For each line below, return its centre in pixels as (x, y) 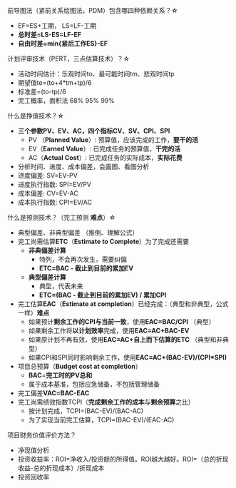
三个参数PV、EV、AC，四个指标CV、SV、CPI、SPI (94, 131)
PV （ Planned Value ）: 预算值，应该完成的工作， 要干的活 (113, 140)
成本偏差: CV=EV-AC (48, 193)
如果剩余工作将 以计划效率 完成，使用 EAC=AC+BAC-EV (109, 331)
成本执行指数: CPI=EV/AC (55, 202)
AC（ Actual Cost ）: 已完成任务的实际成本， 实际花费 (106, 158)
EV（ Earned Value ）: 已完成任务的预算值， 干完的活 (104, 149)
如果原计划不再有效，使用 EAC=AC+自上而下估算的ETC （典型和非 (125, 340)
